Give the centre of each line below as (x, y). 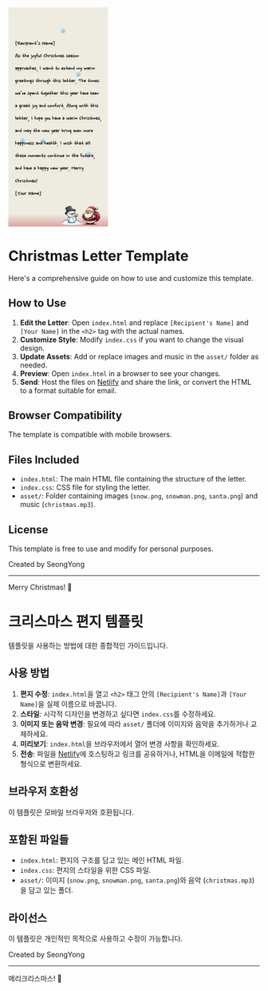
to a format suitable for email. (68, 390)
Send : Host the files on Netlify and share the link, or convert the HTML (136, 382)
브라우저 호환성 (43, 792)
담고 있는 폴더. (51, 890)
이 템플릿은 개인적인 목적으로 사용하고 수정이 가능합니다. (96, 939)
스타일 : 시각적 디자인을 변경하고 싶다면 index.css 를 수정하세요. (118, 714)
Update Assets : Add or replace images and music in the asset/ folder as (139, 356)
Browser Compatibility (65, 415)
